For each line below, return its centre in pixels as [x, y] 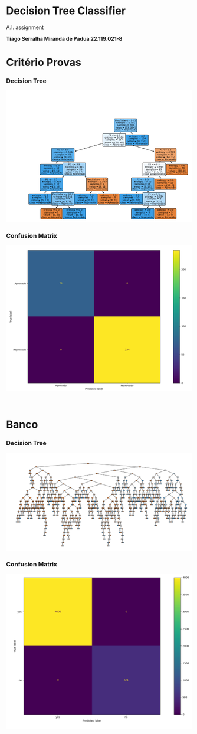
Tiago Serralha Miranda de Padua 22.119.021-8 [64, 38]
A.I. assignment [25, 27]
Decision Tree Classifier [66, 11]
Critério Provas [44, 63]
